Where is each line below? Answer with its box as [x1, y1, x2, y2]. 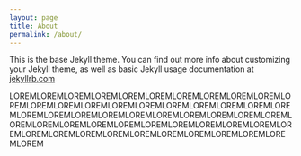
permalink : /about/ [9, 30, 83, 39]
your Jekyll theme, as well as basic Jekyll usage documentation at [9, 64, 254, 74]
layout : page [9, 13, 58, 22]
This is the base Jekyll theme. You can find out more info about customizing [9, 55, 290, 65]
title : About [9, 22, 58, 30]
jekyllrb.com [9, 74, 56, 84]
